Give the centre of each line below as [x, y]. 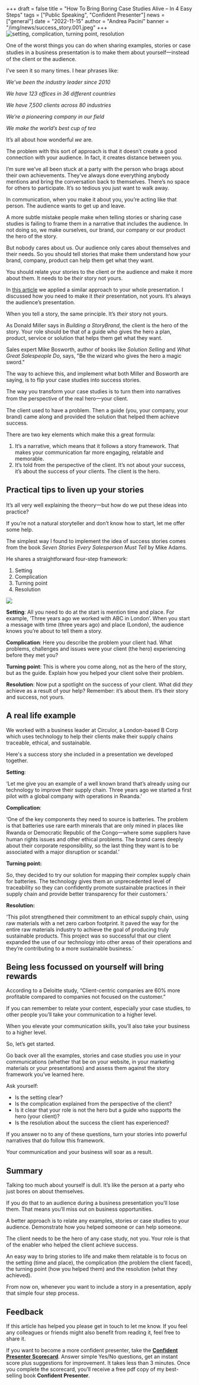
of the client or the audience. [41, 59]
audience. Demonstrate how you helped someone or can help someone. [94, 1227]
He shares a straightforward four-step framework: [67, 559]
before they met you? [32, 655]
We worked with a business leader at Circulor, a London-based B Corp [92, 730]
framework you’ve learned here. [45, 1074]
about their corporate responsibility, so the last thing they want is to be [92, 845]
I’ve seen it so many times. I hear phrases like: [62, 70]
